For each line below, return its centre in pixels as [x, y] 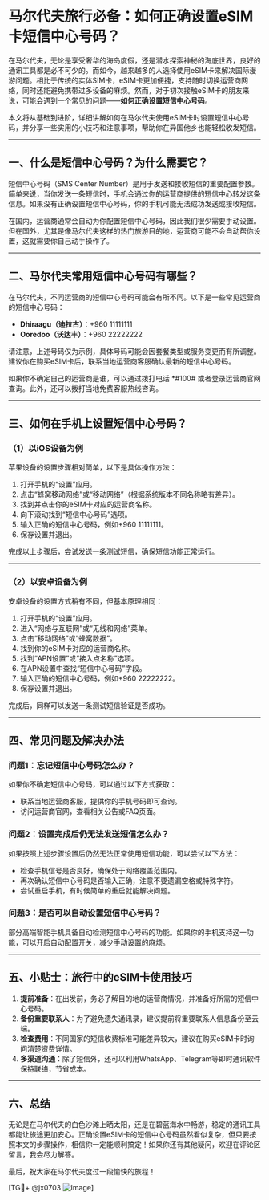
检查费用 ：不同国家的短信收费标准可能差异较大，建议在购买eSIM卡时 [134, 1038]
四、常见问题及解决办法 [66, 740]
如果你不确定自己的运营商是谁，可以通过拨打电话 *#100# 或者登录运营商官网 [134, 378]
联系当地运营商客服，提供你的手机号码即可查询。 [100, 801]
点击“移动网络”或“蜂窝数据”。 [68, 638]
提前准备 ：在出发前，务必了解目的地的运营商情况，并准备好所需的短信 [136, 998]
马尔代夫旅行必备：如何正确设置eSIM [131, 16]
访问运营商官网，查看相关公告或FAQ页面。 [90, 812]
